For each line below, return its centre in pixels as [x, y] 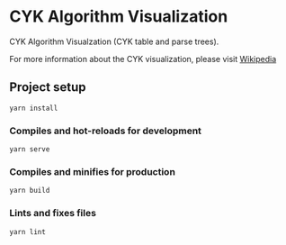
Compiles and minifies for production [92, 171]
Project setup [48, 87]
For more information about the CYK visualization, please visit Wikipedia [143, 59]
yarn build [30, 191]
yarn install [34, 108]
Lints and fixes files [53, 213]
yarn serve [30, 150]
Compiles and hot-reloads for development [106, 131]
